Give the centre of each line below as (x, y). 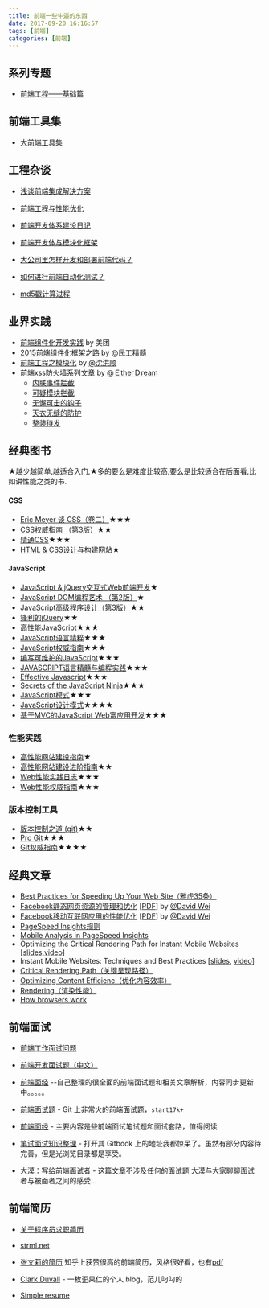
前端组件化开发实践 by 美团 (65, 342)
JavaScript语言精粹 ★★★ (63, 637)
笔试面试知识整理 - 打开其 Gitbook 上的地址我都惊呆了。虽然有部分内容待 (141, 1143)
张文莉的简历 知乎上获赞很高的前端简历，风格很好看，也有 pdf (122, 1262)
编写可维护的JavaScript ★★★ (70, 657)
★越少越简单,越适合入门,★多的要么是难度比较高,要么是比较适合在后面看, (129, 471)
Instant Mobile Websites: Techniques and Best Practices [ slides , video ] (137, 961)
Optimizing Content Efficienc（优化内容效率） (96, 981)
